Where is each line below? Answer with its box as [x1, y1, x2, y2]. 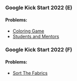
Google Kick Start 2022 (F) [5, 46, 72, 53]
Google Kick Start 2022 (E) [5, 4, 72, 11]
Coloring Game [12, 28, 45, 34]
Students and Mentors [12, 34, 59, 40]
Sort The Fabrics [12, 70, 48, 76]
